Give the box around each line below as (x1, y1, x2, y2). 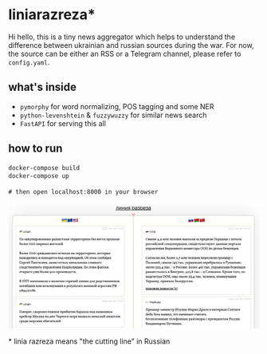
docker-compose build (8, 163, 80, 172)
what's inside (8, 81, 77, 94)
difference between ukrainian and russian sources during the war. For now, (8, 40, 254, 49)
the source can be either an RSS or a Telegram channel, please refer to (8, 49, 241, 58)
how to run (8, 142, 63, 155)
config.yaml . (8, 57, 50, 67)
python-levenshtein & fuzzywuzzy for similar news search (19, 110, 207, 120)
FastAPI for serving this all (19, 118, 106, 128)
